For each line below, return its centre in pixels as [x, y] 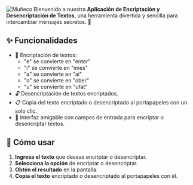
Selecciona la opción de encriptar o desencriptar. [76, 163]
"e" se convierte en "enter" [57, 61]
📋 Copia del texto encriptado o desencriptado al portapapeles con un [101, 102]
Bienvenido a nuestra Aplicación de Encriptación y [97, 9]
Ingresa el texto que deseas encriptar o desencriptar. [81, 157]
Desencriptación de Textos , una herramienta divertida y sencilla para [92, 16]
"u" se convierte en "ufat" [56, 87]
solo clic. [26, 111]
